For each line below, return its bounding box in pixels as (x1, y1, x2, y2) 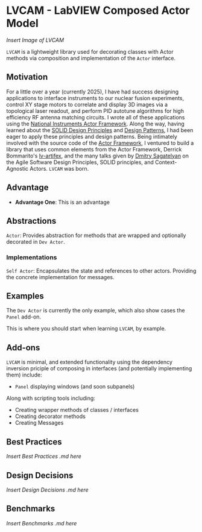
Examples (6, 291, 44, 302)
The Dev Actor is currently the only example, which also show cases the (6, 307, 185, 314)
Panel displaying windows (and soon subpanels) (14, 383, 135, 390)
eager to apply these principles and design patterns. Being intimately (6, 133, 178, 140)
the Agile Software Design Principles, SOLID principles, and (6, 158, 154, 166)
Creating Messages (14, 419, 64, 426)
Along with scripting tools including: (6, 394, 95, 402)
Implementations (6, 253, 57, 262)
